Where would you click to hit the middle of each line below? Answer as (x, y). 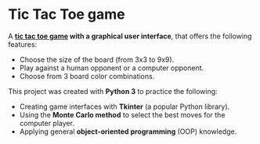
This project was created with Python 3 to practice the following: (113, 91)
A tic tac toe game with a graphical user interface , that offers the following (130, 36)
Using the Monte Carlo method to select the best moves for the (122, 114)
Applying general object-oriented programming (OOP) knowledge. (128, 131)
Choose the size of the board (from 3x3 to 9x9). (97, 59)
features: (23, 44)
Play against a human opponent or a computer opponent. (112, 67)
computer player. (47, 123)
